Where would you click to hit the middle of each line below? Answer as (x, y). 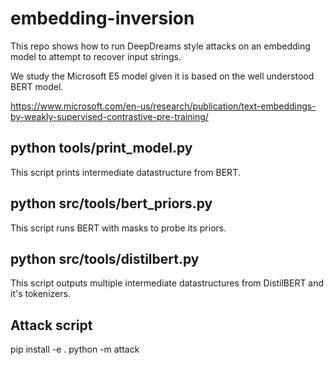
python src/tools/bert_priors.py (111, 203)
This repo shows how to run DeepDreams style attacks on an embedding (160, 46)
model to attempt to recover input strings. (96, 56)
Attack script (51, 325)
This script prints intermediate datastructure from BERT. (125, 172)
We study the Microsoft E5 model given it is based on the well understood (162, 76)
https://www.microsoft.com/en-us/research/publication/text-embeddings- (163, 106)
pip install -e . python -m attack (75, 349)
